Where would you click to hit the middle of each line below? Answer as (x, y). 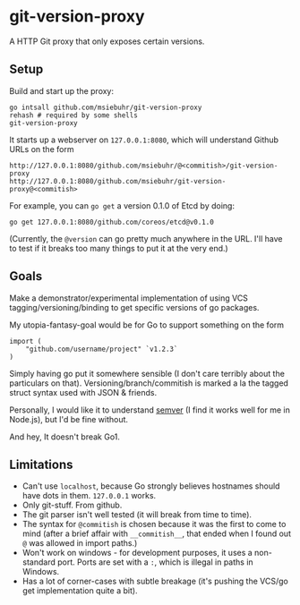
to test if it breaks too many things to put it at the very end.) (119, 248)
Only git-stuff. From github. (72, 505)
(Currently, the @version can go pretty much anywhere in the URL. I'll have (146, 238)
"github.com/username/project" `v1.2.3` (102, 349)
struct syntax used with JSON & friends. (83, 392)
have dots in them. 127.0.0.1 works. (89, 496)
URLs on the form (42, 149)
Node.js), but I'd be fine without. (69, 419)
